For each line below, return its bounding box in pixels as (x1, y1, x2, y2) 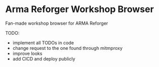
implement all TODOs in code (12, 39, 74, 46)
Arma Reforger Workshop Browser (5, 4, 154, 15)
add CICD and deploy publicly (12, 55, 75, 61)
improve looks (12, 50, 43, 56)
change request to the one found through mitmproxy (12, 45, 123, 51)
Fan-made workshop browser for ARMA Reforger (5, 20, 108, 26)
